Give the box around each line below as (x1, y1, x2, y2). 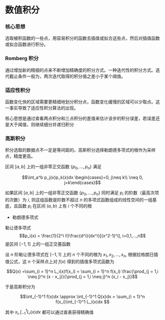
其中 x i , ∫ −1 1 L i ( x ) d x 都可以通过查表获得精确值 (5, 308, 94, 316)
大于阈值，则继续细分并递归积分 (9, 121, 74, 128)
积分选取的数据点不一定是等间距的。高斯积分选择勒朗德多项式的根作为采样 (5, 147, 156, 153)
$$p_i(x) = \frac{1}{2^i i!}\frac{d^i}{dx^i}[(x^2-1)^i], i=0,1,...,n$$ (19, 233, 146, 238)
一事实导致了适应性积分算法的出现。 (5, 105, 79, 111)
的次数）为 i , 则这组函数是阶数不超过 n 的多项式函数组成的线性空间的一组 (5, 197, 153, 203)
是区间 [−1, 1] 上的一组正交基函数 (5, 241, 71, 247)
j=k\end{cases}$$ (64, 180, 101, 186)
